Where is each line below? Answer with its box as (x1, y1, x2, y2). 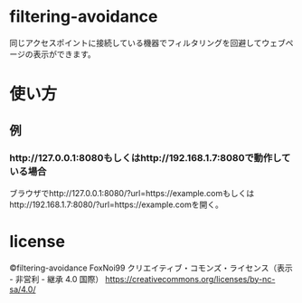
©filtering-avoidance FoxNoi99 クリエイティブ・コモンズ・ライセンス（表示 (9, 262, 293, 273)
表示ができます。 (33, 48, 97, 60)
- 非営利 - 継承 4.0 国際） (9, 273, 104, 284)
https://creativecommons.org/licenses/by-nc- (105, 273, 276, 284)
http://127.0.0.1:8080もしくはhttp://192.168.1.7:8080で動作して (9, 152, 291, 165)
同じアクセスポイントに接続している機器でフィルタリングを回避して (9, 37, 262, 48)
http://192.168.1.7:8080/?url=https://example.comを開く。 (9, 199, 223, 210)
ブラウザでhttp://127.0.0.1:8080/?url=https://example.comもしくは (9, 187, 255, 198)
